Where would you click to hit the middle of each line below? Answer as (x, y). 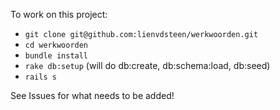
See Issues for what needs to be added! (92, 95)
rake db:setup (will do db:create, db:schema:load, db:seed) (147, 65)
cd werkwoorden (56, 45)
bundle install (56, 56)
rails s (40, 77)
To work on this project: (59, 14)
